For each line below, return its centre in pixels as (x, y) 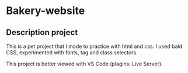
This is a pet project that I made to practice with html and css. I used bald (94, 46)
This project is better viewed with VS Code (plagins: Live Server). (84, 64)
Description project (42, 32)
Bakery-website (46, 11)
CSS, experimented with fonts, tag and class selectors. (72, 53)
